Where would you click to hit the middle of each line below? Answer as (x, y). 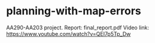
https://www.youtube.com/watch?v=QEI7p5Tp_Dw (69, 33)
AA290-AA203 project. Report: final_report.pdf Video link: (78, 27)
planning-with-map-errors (74, 11)
